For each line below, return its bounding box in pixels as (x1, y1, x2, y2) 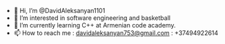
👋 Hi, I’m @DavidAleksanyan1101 (13, 7, 106, 14)
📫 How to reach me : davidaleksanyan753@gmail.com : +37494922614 (13, 29, 219, 37)
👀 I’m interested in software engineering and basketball (13, 14, 171, 22)
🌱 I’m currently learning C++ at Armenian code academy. (13, 21, 176, 29)
